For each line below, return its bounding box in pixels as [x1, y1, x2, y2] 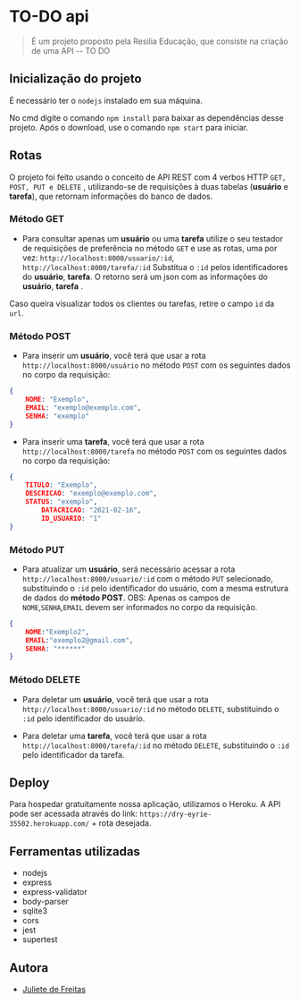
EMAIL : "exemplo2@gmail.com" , [25, 635, 134, 645]
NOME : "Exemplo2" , [25, 627, 90, 636]
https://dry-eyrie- [139, 810, 212, 820]
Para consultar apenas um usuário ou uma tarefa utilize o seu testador [21, 233, 284, 243]
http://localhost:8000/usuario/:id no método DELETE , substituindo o [21, 703, 279, 714]
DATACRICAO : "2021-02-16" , [41, 506, 142, 515]
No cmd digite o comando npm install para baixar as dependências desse [9, 112, 284, 123]
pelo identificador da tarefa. [21, 749, 125, 760]
